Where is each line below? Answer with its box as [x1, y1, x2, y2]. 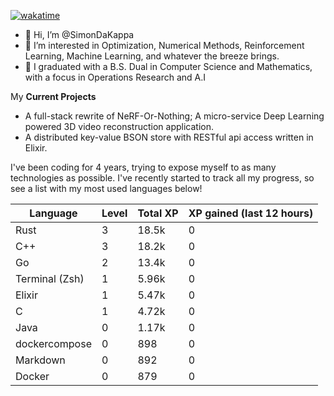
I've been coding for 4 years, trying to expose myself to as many [10, 161, 277, 173]
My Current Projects [10, 91, 97, 102]
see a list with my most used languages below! [10, 183, 203, 194]
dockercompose [15, 337, 92, 350]
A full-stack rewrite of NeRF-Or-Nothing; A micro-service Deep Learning [24, 110, 325, 122]
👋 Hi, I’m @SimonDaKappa [24, 29, 135, 40]
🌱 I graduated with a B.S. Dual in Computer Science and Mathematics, [24, 61, 313, 72]
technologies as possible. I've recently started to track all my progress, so [10, 172, 315, 184]
